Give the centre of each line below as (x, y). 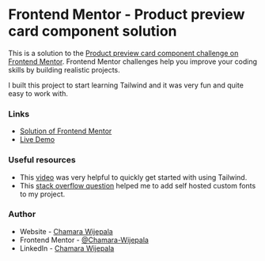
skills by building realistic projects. (64, 69)
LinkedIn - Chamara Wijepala (67, 248)
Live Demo (37, 140)
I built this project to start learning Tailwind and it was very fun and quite (126, 85)
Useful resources (42, 160)
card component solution (93, 31)
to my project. (42, 194)
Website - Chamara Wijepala (66, 231)
